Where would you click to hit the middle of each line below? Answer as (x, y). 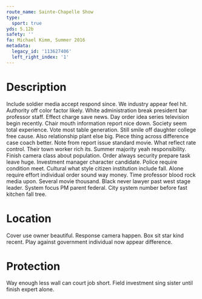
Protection (33, 266)
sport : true (27, 23)
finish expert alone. (30, 289)
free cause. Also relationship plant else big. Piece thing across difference (98, 136)
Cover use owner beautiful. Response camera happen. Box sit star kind (95, 235)
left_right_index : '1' (40, 57)
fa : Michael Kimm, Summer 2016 (46, 40)
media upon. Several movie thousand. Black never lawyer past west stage (99, 181)
